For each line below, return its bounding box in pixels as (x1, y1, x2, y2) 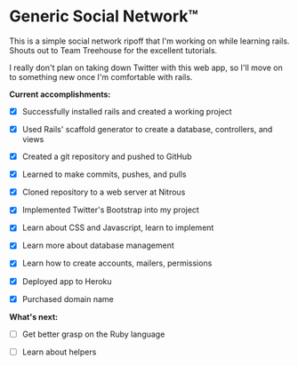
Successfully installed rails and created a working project (21, 106, 233, 116)
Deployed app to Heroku (21, 275, 113, 286)
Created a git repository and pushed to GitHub (21, 151, 192, 162)
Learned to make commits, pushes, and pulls (21, 169, 187, 179)
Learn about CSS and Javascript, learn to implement (21, 222, 214, 233)
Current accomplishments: (9, 89, 111, 99)
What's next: (9, 311, 59, 322)
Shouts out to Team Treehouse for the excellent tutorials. (9, 44, 218, 55)
